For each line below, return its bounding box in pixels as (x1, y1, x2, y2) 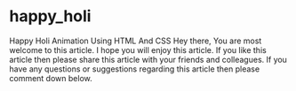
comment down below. (9, 72, 92, 83)
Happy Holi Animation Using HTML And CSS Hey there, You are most (9, 35, 262, 46)
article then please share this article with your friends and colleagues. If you (9, 54, 287, 64)
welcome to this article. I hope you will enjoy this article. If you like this (9, 44, 267, 55)
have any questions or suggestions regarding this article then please (9, 64, 260, 74)
